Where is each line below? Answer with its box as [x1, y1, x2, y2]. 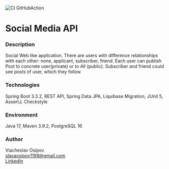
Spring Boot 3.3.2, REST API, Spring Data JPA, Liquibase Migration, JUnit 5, [5, 93, 163, 99]
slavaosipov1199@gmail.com [5, 153, 66, 159]
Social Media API [5, 23, 78, 34]
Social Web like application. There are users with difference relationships [5, 53, 158, 59]
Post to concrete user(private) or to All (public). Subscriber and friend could [5, 63, 164, 69]
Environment [5, 111, 38, 118]
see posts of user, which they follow [5, 69, 81, 75]
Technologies [5, 82, 40, 89]
